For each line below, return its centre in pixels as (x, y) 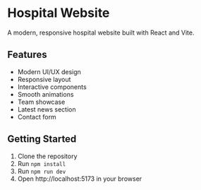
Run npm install (42, 163)
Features (27, 55)
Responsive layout (44, 79)
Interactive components (52, 87)
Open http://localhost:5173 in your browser (80, 179)
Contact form (37, 117)
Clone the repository (47, 156)
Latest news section (47, 109)
